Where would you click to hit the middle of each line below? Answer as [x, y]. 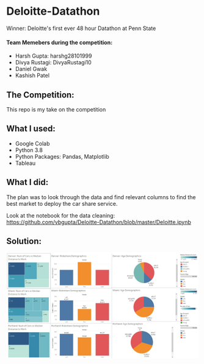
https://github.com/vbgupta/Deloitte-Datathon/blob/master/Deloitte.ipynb [99, 222]
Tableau [25, 163]
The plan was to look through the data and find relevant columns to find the [101, 197]
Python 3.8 [29, 150]
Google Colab [32, 143]
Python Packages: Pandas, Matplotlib [62, 156]
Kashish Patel [32, 75]
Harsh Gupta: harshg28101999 [53, 56]
